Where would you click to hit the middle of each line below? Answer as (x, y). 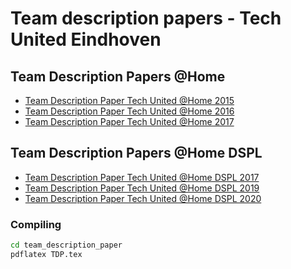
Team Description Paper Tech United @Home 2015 (129, 100)
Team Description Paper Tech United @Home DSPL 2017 (142, 177)
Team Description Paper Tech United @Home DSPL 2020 (143, 198)
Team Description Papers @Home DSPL (136, 153)
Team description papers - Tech (146, 18)
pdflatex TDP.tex (46, 254)
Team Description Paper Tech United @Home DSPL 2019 (142, 188)
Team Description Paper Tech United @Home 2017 (129, 121)
